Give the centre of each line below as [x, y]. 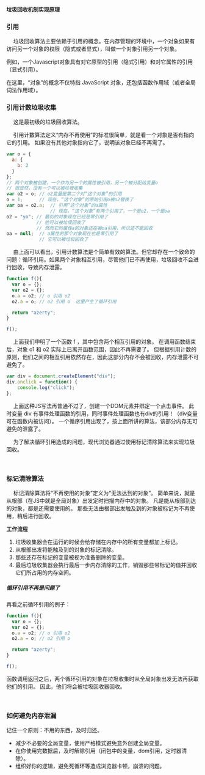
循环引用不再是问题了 [33, 588]
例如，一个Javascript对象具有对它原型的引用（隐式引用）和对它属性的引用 [100, 62]
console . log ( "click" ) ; [46, 387]
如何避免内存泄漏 [31, 716]
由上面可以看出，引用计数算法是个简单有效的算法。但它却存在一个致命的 [104, 252]
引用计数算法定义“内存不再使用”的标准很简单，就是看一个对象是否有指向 [104, 135]
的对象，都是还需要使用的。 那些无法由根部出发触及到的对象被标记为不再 [98, 508]
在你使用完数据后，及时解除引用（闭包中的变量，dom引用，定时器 [98, 751]
